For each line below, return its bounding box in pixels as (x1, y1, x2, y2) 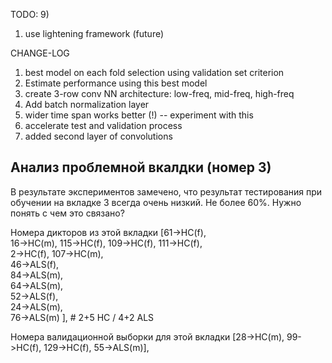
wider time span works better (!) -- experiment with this (24, 109, 254, 121)
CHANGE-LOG (10, 47, 70, 59)
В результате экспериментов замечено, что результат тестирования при (10, 185, 323, 198)
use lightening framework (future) (24, 28, 165, 39)
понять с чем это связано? (10, 207, 125, 219)
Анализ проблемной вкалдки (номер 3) (10, 159, 272, 176)
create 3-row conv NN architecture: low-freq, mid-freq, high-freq (24, 88, 295, 99)
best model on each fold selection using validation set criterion (24, 67, 285, 78)
